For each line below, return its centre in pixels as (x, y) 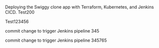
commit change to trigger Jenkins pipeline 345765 (56, 40)
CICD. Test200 (20, 12)
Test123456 (17, 22)
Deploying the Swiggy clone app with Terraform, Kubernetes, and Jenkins (79, 7)
